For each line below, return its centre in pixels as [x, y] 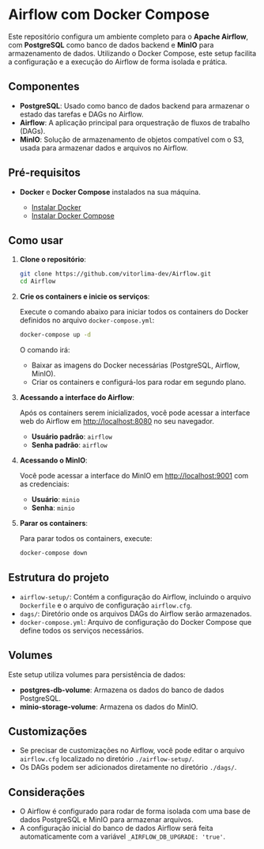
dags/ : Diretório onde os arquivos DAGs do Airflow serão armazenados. [136, 613]
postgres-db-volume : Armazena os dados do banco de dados [122, 690]
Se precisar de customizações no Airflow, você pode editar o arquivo [132, 751]
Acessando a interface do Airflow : [77, 397]
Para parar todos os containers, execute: [86, 539]
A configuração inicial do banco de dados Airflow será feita [116, 828]
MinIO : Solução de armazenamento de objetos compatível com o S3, [132, 139]
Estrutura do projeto [58, 578]
